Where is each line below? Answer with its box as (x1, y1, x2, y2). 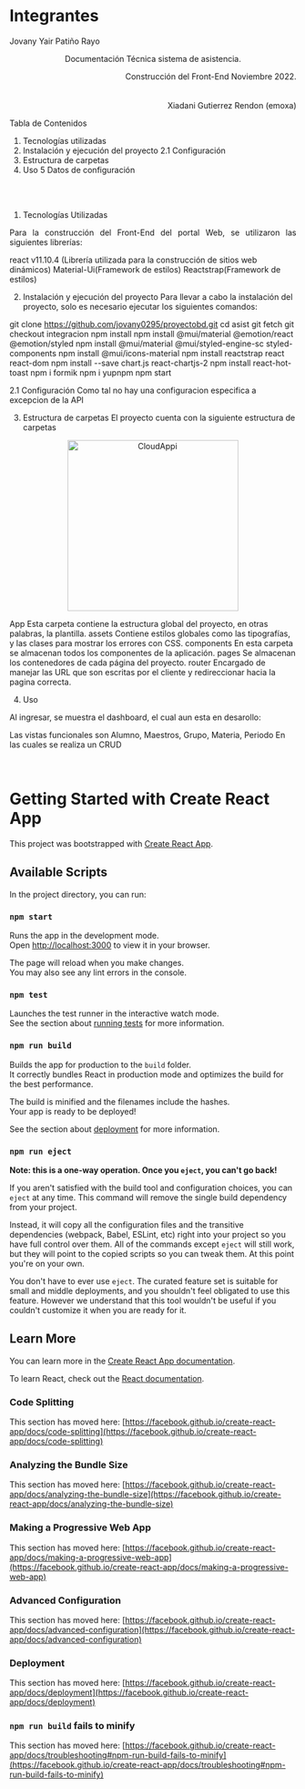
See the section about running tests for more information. (9, 1018, 225, 1029)
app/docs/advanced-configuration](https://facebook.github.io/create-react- (9, 1624, 296, 1635)
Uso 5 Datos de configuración (22, 164, 136, 175)
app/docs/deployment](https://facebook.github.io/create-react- (9, 1687, 249, 1698)
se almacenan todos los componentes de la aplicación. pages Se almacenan (9, 647, 296, 658)
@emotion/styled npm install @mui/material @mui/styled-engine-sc (9, 338, 264, 349)
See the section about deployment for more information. (9, 1123, 220, 1135)
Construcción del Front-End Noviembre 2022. (125, 70, 297, 82)
